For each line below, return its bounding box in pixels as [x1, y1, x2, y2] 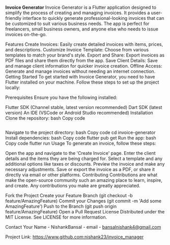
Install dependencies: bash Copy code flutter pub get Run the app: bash [5, 135, 156, 141]
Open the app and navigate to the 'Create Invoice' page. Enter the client [5, 150, 156, 156]
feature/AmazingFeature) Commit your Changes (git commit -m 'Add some [5, 198, 162, 204]
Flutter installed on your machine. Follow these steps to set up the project [5, 79, 159, 85]
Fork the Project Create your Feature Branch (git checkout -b [5, 193, 133, 198]
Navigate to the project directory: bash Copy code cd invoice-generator [5, 129, 156, 135]
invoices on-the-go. [5, 32, 47, 37]
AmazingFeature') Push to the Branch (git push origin [5, 203, 117, 209]
